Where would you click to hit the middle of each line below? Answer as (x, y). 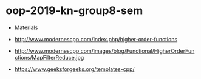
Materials (26, 27)
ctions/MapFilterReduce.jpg (49, 57)
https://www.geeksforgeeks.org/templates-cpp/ (74, 69)
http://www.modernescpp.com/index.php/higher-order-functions (96, 39)
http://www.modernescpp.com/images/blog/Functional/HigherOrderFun (104, 51)
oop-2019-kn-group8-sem (74, 11)
